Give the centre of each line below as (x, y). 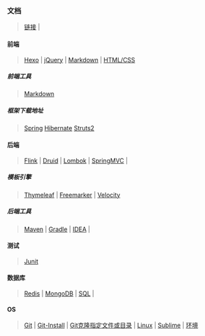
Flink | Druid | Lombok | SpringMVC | (76, 160)
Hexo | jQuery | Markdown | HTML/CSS (80, 60)
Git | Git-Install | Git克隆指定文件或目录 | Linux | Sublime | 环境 (111, 325)
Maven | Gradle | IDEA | (57, 229)
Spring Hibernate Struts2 (59, 128)
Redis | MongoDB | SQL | (59, 293)
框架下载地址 (25, 110)
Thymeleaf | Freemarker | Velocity (72, 195)
